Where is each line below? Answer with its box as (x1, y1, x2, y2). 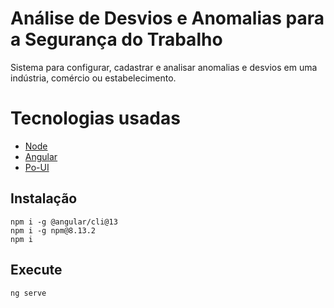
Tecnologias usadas (10, 107, 181, 130)
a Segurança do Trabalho (10, 28, 223, 51)
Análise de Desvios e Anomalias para (10, 7, 325, 30)
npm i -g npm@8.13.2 (10, 225, 97, 236)
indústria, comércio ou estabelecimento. (10, 72, 177, 84)
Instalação (10, 190, 78, 207)
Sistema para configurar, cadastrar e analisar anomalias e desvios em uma (10, 61, 318, 73)
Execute (10, 262, 63, 279)
